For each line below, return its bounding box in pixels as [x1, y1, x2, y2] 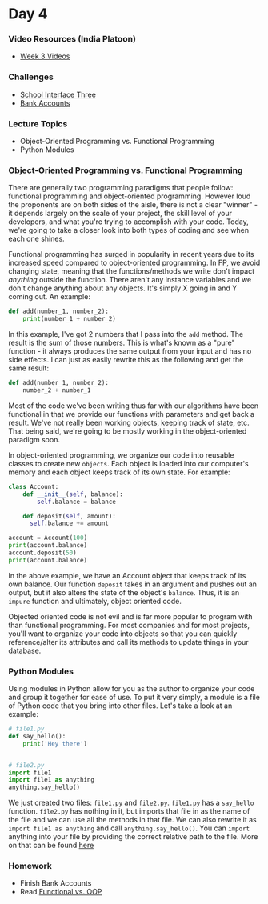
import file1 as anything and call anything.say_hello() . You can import [8, 823, 250, 833]
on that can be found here [8, 841, 94, 850]
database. [8, 646, 42, 655]
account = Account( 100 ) [8, 534, 88, 542]
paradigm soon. [8, 434, 60, 444]
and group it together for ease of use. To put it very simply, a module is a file [8, 693, 260, 702]
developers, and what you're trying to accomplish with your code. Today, [8, 217, 250, 226]
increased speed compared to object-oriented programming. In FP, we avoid [8, 258, 261, 268]
